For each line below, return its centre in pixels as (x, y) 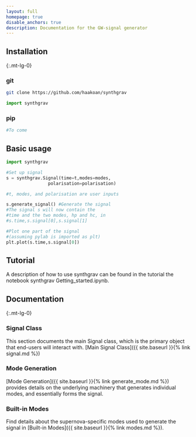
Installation (27, 51)
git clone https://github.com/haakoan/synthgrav (66, 93)
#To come (17, 130)
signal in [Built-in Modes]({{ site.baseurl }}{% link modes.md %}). (85, 428)
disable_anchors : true (34, 22)
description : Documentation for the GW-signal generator (77, 28)
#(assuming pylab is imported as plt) (53, 237)
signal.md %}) (23, 353)
